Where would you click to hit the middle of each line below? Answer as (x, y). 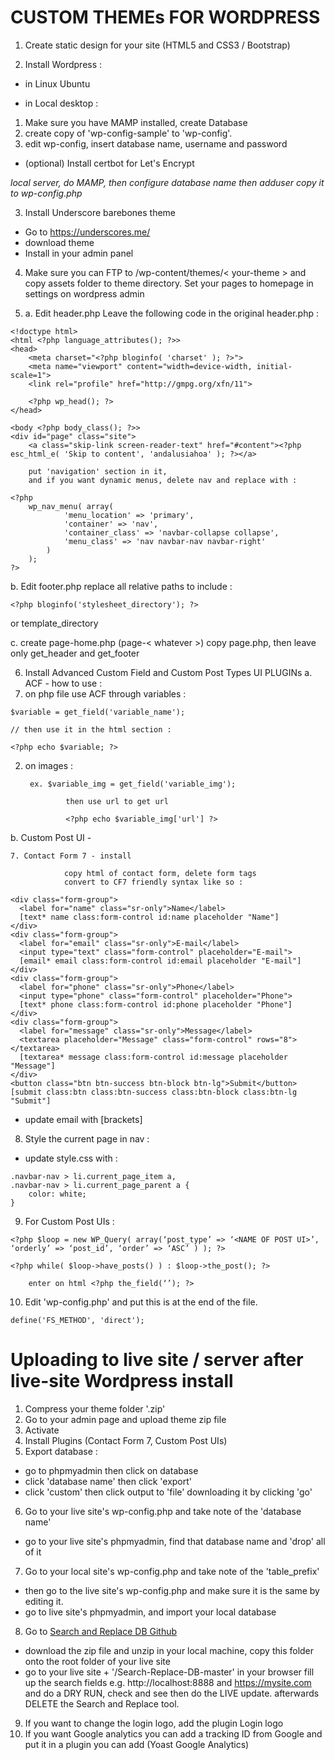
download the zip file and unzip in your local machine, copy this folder (169, 1650)
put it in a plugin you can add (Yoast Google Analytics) (137, 1744)
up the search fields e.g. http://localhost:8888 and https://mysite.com (168, 1682)
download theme (59, 242)
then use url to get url (117, 801)
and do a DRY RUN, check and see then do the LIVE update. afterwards (172, 1693)
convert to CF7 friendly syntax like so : (153, 882)
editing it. (44, 1601)
